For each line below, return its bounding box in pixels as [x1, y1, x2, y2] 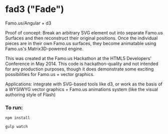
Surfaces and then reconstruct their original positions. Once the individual [5, 35, 158, 41]
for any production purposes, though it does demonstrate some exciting [5, 66, 154, 72]
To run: [5, 104, 24, 111]
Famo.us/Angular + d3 [5, 20, 52, 26]
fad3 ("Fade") [5, 3, 64, 15]
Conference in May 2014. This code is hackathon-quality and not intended [5, 60, 158, 66]
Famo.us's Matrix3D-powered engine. [5, 45, 84, 51]
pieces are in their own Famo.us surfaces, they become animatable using [5, 40, 156, 46]
